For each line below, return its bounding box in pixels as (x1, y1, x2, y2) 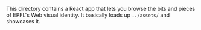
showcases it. (6, 18, 40, 25)
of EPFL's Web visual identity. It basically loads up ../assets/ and (6, 11, 170, 19)
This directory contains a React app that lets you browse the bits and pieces (6, 5, 196, 12)
